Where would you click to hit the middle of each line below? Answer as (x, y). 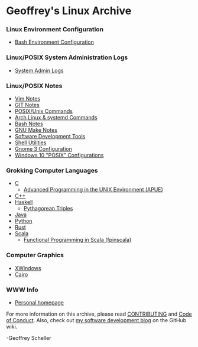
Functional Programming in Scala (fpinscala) (77, 240)
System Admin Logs (39, 70)
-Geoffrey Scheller (29, 338)
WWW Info (22, 290)
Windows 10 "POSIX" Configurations (59, 155)
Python (23, 221)
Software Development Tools (50, 137)
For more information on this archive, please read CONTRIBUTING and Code (99, 314)
